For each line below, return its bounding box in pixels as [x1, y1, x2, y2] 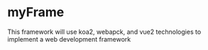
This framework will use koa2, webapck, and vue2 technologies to [7, 27, 202, 36]
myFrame [7, 4, 65, 20]
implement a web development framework [7, 35, 131, 43]
